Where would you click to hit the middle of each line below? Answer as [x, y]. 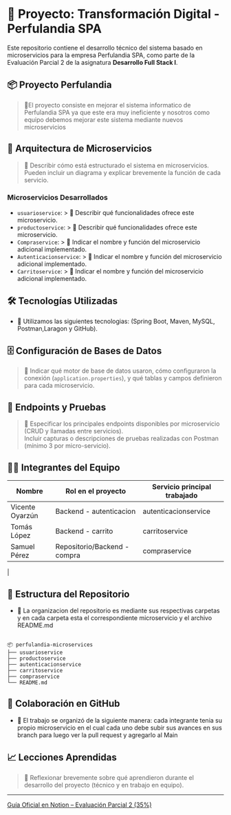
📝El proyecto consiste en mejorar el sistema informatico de [107, 105]
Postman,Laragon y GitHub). [57, 328]
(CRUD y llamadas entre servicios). [74, 431]
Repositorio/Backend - [92, 547]
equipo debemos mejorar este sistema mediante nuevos [103, 119]
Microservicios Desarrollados [57, 198]
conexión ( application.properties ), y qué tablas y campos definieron [123, 378]
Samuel [23, 547]
